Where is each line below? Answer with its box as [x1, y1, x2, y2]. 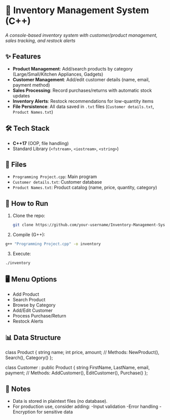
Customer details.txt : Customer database [12, 179, 103, 185]
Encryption [12, 409, 36, 415]
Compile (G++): [12, 232, 46, 238]
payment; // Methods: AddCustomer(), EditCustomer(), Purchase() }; [5, 370, 148, 376]
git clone [12, 223, 34, 228]
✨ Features [5, 52, 41, 61]
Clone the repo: [12, 213, 46, 219]
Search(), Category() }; [5, 355, 53, 361]
